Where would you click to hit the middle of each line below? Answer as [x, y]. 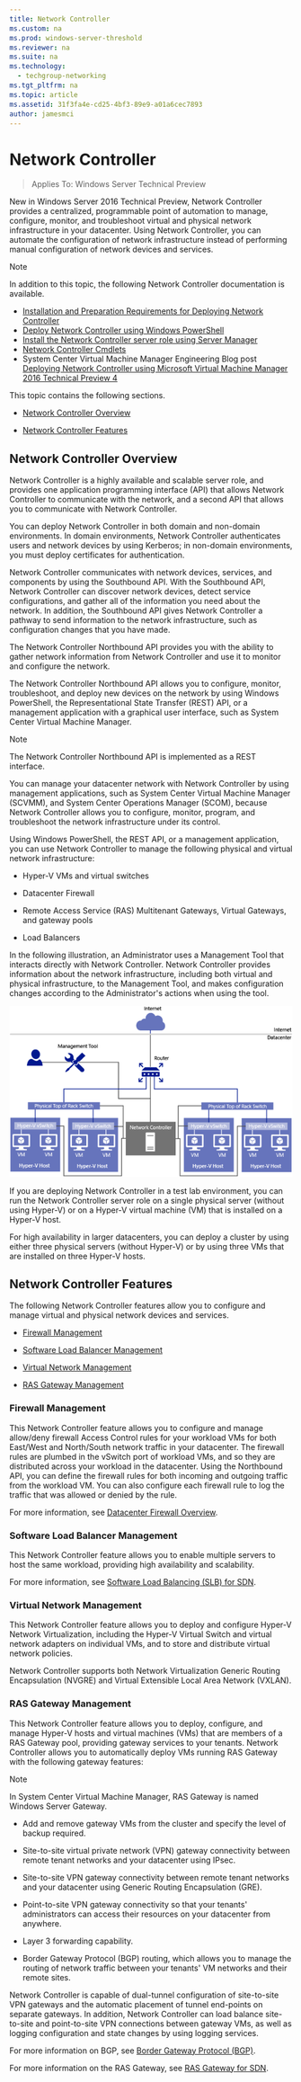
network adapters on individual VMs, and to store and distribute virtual [140, 1644]
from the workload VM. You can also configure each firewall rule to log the [147, 1485]
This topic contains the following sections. [88, 396]
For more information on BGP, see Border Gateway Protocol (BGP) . [133, 2051]
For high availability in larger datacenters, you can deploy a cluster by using [149, 1237]
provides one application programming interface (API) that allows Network [147, 490]
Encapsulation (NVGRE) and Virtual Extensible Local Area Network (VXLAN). [150, 1680]
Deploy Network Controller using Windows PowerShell [123, 330]
